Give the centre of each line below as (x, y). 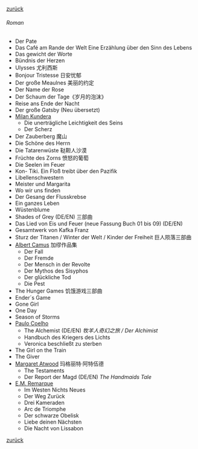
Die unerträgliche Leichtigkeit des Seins (73, 123)
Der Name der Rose (40, 89)
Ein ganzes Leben (37, 203)
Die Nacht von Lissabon (53, 428)
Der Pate (26, 41)
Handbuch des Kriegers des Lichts (67, 337)
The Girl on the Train (40, 350)
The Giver (27, 357)
